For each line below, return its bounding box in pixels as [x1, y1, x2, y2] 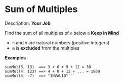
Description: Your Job [5, 20, 51, 26]
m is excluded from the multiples [12, 45, 79, 51]
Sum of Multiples [5, 4, 78, 15]
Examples [5, 54, 26, 61]
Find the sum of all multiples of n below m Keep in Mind [5, 30, 119, 36]
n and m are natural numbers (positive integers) [12, 39, 110, 46]
